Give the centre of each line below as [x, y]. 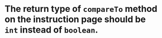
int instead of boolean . [51, 30]
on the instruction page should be [75, 19]
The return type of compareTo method [81, 9]
